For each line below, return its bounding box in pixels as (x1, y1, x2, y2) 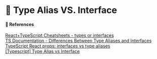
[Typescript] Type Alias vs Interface (5, 48, 80, 54)
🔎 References (5, 21, 34, 27)
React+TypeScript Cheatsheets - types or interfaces (5, 32, 114, 38)
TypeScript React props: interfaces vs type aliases (5, 43, 110, 49)
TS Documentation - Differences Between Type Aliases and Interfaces (5, 37, 152, 44)
